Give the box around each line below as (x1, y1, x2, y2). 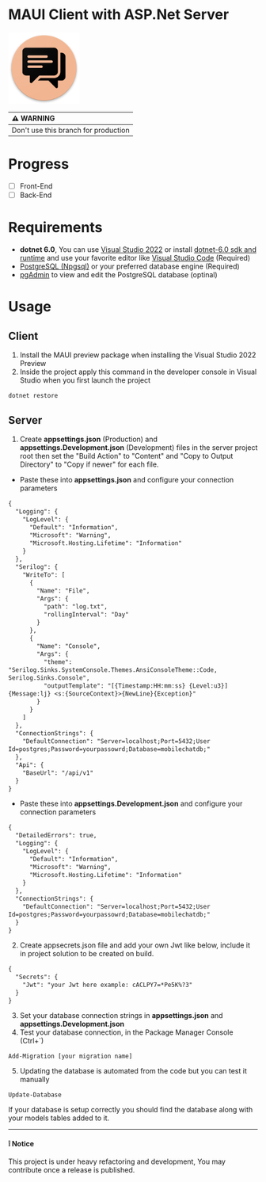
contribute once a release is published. (8, 1165, 135, 1175)
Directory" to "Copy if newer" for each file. (19, 459, 159, 469)
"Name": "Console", (36, 642, 101, 650)
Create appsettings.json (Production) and (19, 434, 158, 444)
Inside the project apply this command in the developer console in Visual (19, 367, 257, 377)
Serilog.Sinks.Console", (8, 674, 90, 682)
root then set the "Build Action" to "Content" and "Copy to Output (19, 452, 234, 460)
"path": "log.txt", (43, 603, 108, 611)
